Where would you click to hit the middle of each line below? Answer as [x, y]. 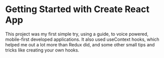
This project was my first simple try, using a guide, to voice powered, [77, 34]
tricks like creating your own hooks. [42, 50]
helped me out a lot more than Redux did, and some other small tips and [80, 44]
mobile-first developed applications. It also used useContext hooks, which [83, 39]
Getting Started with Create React [77, 9]
